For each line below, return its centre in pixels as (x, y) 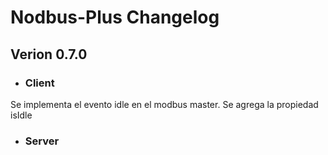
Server (42, 141)
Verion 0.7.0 (49, 54)
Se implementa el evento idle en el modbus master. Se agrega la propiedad (164, 104)
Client (39, 83)
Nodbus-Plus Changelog (115, 17)
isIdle (21, 115)
